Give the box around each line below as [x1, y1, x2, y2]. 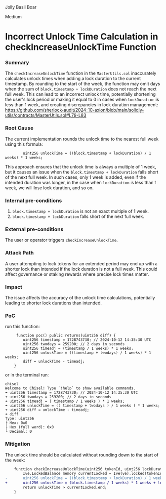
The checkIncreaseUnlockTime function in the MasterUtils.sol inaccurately [5, 70, 157, 76]
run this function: [5, 324, 40, 330]
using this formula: [5, 141, 43, 147]
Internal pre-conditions [5, 197, 62, 204]
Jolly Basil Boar [5, 4, 37, 10]
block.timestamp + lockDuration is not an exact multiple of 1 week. [12, 208, 149, 214]
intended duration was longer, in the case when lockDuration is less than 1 [5, 179, 157, 185]
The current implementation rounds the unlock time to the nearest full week [5, 136, 159, 142]
